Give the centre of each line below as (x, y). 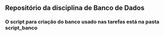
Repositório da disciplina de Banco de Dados (75, 8)
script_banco (21, 28)
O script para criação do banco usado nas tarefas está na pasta (82, 22)
